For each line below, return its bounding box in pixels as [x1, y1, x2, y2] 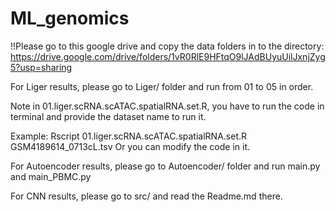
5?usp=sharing [10, 61, 73, 73]
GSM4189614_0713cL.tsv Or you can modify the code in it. [10, 140, 251, 152]
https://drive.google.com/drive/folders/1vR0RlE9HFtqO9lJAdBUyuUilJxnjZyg [10, 50, 326, 62]
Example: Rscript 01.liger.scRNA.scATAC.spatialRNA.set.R [10, 130, 247, 142]
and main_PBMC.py [10, 170, 92, 182]
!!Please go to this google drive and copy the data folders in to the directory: [10, 40, 325, 52]
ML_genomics [10, 7, 130, 30]
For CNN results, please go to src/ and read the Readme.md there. [10, 190, 283, 202]
